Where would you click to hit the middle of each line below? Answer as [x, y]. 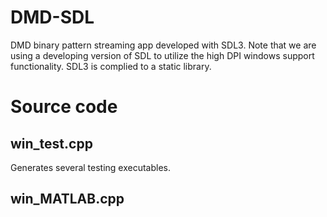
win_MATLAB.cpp [67, 199]
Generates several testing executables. [91, 167]
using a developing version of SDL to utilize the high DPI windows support [162, 55]
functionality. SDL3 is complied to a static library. [111, 66]
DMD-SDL [52, 17]
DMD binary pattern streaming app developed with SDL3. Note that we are [163, 45]
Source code [64, 107]
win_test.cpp [51, 143]
